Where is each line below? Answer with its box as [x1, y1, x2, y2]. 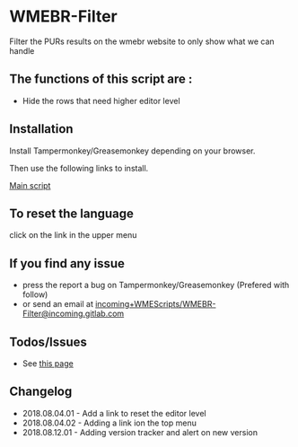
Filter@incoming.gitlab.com [22, 308, 125, 320]
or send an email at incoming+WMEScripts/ [22, 299, 183, 310]
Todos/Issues [9, 334, 88, 349]
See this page [22, 358, 74, 369]
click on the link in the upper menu [9, 230, 137, 241]
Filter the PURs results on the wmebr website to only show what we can [9, 36, 276, 47]
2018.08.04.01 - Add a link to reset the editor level [22, 408, 206, 418]
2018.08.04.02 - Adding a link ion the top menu [22, 417, 197, 428]
